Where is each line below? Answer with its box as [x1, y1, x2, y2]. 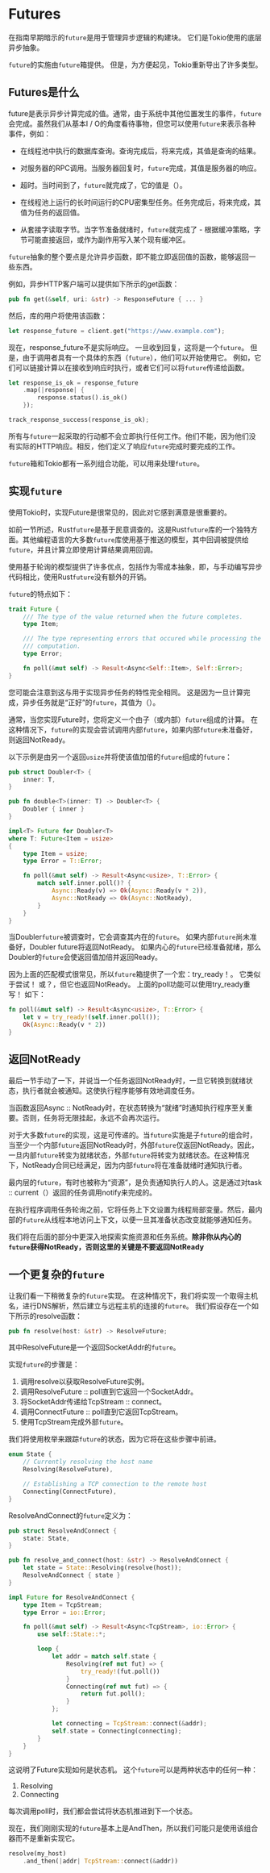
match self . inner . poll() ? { [37, 879, 131, 887]
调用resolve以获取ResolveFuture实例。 [19, 1377, 149, 1387]
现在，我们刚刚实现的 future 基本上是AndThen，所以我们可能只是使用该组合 [8, 1824, 259, 1833]
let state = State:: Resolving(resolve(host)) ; [23, 1564, 182, 1572]
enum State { [8, 1450, 52, 1458]
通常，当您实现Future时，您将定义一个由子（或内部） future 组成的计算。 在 [8, 715, 259, 724]
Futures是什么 [8, 86, 80, 99]
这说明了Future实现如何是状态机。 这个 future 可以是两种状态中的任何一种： [8, 1765, 259, 1775]
